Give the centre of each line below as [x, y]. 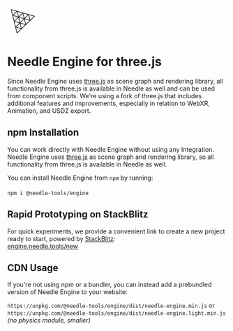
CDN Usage [33, 268]
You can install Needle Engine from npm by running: [80, 178]
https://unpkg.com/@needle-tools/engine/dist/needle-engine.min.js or [111, 306]
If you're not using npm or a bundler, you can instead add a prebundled [110, 285]
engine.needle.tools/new [43, 246]
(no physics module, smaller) [49, 321]
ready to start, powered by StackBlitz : [61, 238]
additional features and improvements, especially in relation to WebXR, [109, 103]
